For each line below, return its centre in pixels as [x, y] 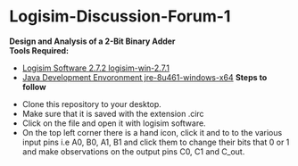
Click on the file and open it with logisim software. [114, 123]
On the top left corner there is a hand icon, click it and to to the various [152, 132]
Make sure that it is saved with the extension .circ [113, 113]
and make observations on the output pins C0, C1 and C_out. [133, 151]
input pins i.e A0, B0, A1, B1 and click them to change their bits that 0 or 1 [156, 142]
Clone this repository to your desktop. [92, 104]
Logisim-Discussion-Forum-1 [120, 17]
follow [34, 87]
